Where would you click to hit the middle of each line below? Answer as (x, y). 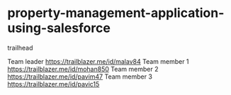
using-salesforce (59, 28)
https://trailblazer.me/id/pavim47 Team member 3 (80, 77)
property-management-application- (116, 13)
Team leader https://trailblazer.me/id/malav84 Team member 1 (98, 61)
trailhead (20, 47)
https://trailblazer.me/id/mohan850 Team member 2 (83, 69)
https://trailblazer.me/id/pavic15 (53, 84)
